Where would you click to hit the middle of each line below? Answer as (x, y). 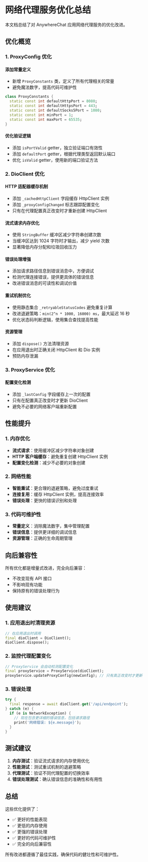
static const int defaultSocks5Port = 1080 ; (56, 111)
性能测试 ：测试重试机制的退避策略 (47, 767)
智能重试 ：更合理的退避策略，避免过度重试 (55, 488)
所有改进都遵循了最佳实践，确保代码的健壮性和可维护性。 (63, 855)
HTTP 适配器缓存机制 (26, 187)
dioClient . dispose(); (27, 642)
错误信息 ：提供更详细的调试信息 (44, 532)
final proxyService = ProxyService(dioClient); (55, 671)
